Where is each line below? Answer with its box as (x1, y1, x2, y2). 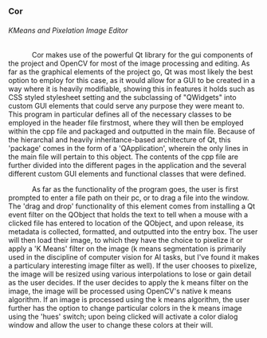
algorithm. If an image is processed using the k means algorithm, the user (8, 295, 250, 304)
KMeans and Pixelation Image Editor (8, 26, 128, 35)
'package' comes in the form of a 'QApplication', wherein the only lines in (8, 144, 249, 153)
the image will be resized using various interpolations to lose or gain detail (8, 269, 252, 279)
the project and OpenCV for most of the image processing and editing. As (8, 58, 250, 69)
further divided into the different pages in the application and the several (8, 161, 247, 170)
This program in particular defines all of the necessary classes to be (8, 109, 232, 119)
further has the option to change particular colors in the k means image (8, 304, 243, 313)
